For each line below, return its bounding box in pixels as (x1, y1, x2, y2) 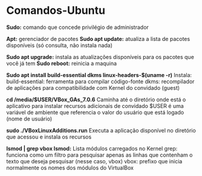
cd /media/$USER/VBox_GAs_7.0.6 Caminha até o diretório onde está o (6, 96, 186, 103)
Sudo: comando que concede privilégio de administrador (6, 24, 149, 31)
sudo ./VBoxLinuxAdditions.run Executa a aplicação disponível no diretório (6, 127, 197, 134)
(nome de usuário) (6, 115, 53, 122)
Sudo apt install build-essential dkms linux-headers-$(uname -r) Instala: (6, 71, 192, 78)
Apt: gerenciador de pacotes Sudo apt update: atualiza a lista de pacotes (6, 35, 191, 42)
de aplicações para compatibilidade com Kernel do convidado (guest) (6, 84, 180, 91)
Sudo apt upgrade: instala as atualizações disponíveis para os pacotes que (6, 53, 195, 60)
